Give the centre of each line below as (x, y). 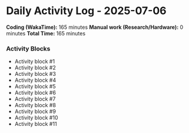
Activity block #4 (35, 80)
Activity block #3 (35, 74)
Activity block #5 (35, 87)
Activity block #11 (36, 124)
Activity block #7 (35, 99)
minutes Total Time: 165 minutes (46, 33)
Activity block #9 (35, 112)
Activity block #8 (35, 105)
